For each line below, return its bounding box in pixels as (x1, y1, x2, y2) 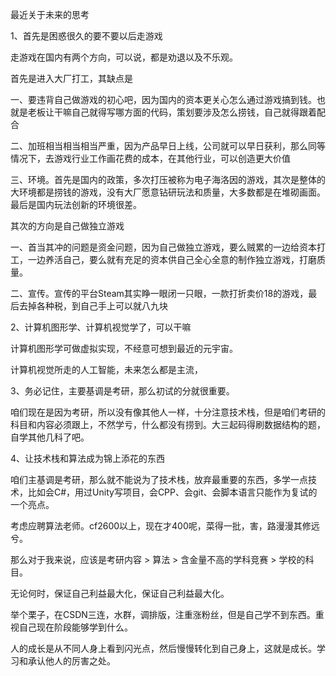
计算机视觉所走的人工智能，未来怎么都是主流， (10, 364, 203, 375)
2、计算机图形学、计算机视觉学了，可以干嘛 (10, 321, 192, 333)
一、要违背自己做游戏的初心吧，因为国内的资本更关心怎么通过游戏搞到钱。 (10, 94, 317, 105)
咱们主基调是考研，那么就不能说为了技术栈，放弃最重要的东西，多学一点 (10, 474, 308, 485)
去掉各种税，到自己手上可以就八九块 (18, 300, 168, 312)
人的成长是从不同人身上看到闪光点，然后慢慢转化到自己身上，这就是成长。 (10, 643, 317, 654)
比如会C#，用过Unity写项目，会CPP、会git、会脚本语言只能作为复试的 (27, 486, 318, 498)
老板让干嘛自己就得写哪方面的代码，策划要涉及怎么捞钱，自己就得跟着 (27, 106, 317, 118)
